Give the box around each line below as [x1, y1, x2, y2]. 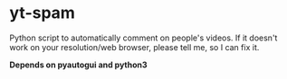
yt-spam [9, 3, 75, 23]
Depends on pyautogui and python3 [9, 59, 148, 70]
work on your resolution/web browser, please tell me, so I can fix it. [9, 41, 260, 52]
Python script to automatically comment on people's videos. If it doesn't [9, 32, 278, 43]
